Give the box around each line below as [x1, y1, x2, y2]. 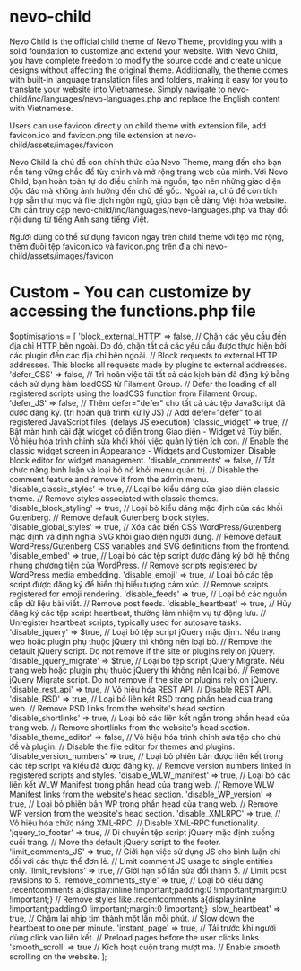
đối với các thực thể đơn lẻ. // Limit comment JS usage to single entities [9, 855, 273, 866]
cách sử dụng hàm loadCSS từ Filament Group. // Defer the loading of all [9, 378, 277, 389]
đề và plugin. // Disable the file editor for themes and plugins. [9, 741, 236, 752]
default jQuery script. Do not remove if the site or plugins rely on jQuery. [9, 645, 276, 657]
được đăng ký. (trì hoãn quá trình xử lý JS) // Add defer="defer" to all [9, 407, 263, 418]
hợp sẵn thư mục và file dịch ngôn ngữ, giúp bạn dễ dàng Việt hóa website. [9, 195, 287, 206]
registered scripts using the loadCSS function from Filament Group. [9, 388, 258, 399]
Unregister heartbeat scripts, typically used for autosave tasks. [9, 617, 242, 628]
